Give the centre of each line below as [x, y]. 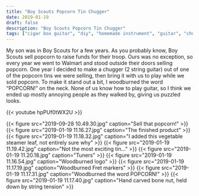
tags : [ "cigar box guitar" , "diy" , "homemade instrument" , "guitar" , [94, 34]
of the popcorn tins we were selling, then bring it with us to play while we [95, 76]
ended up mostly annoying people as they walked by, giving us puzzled [93, 95]
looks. [14, 101]
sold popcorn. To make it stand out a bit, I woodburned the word [85, 82]
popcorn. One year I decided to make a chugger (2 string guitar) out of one [98, 69]
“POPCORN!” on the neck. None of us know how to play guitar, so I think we [99, 88]
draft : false [22, 23]
